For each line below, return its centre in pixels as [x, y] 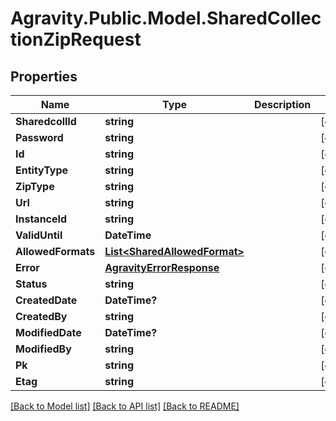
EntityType [42, 170]
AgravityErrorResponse [162, 267]
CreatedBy [41, 316]
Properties [44, 76]
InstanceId [41, 219]
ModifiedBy [43, 349]
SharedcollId [46, 121]
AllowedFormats [55, 251]
